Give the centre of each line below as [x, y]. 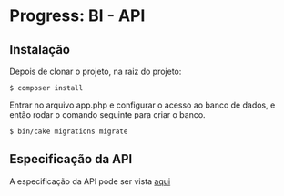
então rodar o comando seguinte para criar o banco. [108, 114]
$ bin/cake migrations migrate [69, 131]
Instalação [40, 50]
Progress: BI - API [77, 16]
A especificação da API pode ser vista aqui [90, 181]
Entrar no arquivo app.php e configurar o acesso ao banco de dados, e [142, 105]
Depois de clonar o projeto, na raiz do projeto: [96, 71]
